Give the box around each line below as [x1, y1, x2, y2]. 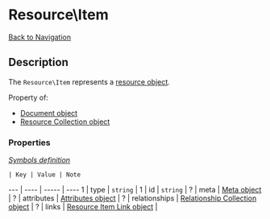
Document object [19, 108, 78, 118]
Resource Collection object [19, 117, 110, 126]
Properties [8, 137, 51, 148]
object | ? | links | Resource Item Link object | [8, 202, 158, 212]
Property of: [8, 93, 48, 102]
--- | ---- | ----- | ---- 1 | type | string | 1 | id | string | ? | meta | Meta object [8, 185, 262, 195]
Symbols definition [8, 155, 71, 165]
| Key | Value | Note [8, 171, 81, 179]
